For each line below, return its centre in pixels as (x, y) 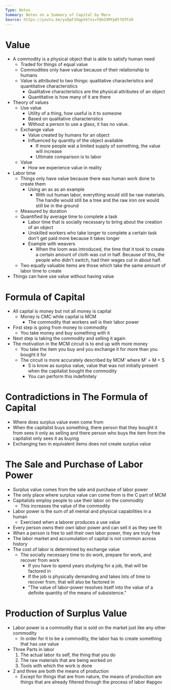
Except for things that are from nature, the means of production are (91, 677)
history (20, 544)
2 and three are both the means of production (60, 671)
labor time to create (41, 271)
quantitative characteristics (49, 86)
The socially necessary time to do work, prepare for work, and (86, 555)
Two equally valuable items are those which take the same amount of (93, 265)
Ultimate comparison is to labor (68, 157)
